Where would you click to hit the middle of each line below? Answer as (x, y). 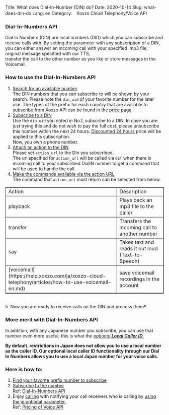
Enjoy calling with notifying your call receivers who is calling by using (84, 396)
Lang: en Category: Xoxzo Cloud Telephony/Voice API (90, 13)
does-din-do (18, 13)
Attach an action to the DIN (40, 147)
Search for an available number (45, 88)
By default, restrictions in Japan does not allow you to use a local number (83, 345)
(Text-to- (131, 255)
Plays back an (136, 200)
